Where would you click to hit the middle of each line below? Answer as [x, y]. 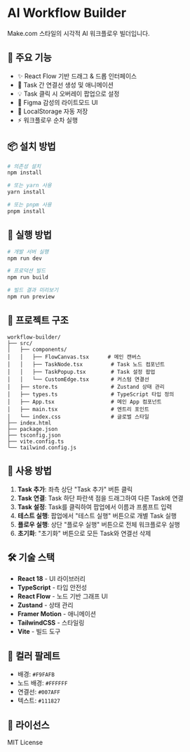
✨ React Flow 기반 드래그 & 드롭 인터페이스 [77, 76]
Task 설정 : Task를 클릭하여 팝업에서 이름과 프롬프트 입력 [95, 507]
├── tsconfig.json [34, 435]
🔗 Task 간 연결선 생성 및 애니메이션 [66, 84]
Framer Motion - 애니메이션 [57, 614]
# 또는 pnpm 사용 [30, 205]
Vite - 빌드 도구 [39, 632]
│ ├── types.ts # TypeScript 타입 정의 [91, 394]
